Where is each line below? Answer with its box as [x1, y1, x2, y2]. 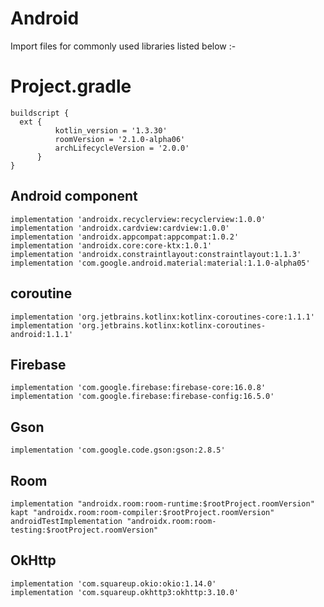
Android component [10, 188, 138, 205]
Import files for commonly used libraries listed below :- [10, 40, 237, 52]
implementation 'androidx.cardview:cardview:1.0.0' [10, 223, 230, 233]
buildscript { [10, 108, 70, 118]
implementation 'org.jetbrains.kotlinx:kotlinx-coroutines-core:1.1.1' [10, 312, 315, 322]
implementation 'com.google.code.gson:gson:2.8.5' [10, 445, 226, 456]
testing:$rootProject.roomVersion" [10, 525, 159, 535]
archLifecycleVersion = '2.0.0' [54, 143, 190, 153]
